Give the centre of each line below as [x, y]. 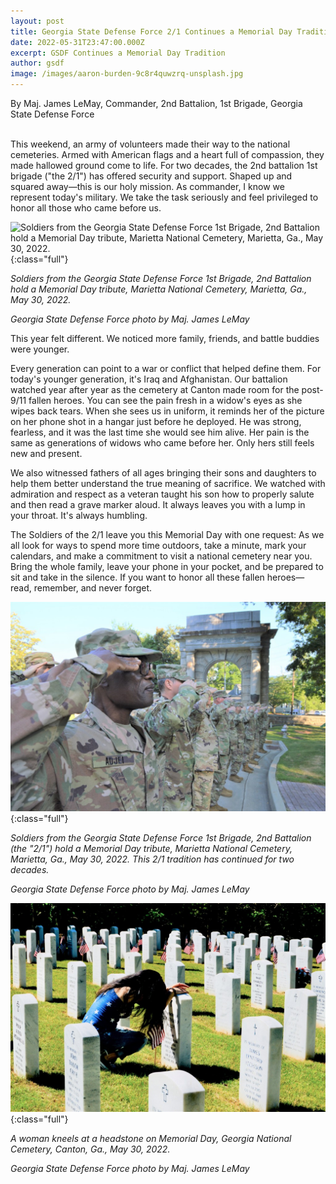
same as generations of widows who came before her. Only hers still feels [162, 443]
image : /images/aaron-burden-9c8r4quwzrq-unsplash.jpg [127, 74]
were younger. [40, 349]
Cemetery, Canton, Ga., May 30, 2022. [90, 1149]
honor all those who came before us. [86, 208]
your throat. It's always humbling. [79, 515]
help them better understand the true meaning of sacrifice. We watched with [168, 483]
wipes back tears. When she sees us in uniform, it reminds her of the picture [167, 411]
